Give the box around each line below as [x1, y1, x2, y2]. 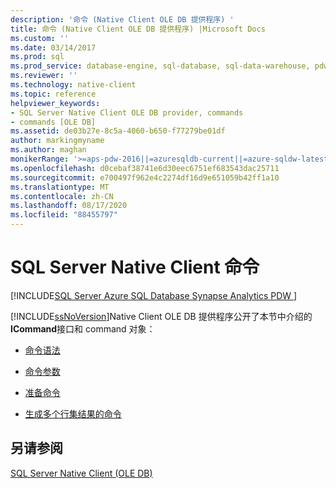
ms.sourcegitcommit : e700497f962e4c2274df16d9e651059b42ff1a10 [10, 172, 280, 183]
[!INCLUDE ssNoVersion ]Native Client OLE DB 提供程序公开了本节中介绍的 [10, 310, 313, 322]
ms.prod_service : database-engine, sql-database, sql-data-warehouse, [10, 61, 311, 71]
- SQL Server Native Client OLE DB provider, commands [10, 107, 244, 118]
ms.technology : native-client [10, 80, 137, 90]
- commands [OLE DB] [10, 117, 97, 127]
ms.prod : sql [10, 52, 65, 62]
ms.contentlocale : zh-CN [10, 191, 114, 201]
